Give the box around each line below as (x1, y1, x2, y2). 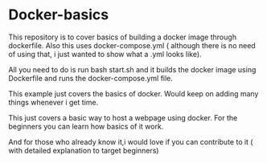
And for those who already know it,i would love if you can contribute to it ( (8, 137, 253, 146)
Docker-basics (8, 6, 109, 24)
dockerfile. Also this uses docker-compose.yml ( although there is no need (8, 40, 256, 50)
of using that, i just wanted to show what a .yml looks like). (8, 49, 203, 59)
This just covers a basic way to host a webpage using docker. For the (8, 112, 238, 122)
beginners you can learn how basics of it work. (8, 121, 164, 131)
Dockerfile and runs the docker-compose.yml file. (8, 73, 173, 83)
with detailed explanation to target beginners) (8, 145, 159, 155)
